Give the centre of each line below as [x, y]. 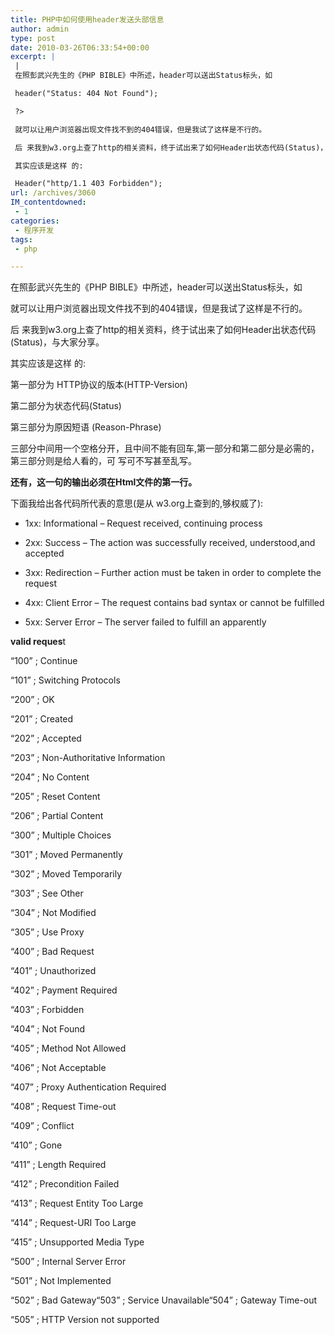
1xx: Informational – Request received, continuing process [143, 523]
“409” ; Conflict [42, 1126]
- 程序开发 [34, 230]
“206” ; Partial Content [57, 816]
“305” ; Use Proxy [47, 932]
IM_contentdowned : [48, 202]
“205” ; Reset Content [55, 797]
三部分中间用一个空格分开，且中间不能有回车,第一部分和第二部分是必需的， [165, 448]
